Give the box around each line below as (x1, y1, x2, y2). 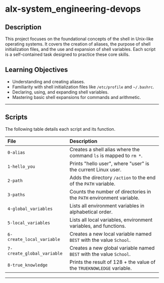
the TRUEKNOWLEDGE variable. (69, 264, 132, 271)
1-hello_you (7, 164, 36, 169)
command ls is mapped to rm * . (69, 152, 143, 159)
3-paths (7, 192, 25, 197)
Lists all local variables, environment (69, 216, 153, 223)
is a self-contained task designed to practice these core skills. (5, 51, 130, 57)
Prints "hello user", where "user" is (69, 160, 150, 167)
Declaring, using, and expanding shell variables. (12, 89, 109, 95)
